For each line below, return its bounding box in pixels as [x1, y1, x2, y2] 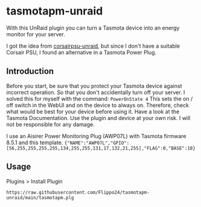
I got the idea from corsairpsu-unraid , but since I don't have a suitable [6, 42, 180, 49]
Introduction [6, 66, 54, 77]
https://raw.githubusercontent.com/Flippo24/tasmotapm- [6, 189, 150, 196]
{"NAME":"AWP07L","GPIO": [64, 140, 130, 146]
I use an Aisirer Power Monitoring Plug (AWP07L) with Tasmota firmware [6, 132, 187, 139]
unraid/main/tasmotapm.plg [6, 194, 74, 200]
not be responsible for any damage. [6, 121, 95, 128]
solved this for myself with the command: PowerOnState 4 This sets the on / [6, 95, 193, 102]
